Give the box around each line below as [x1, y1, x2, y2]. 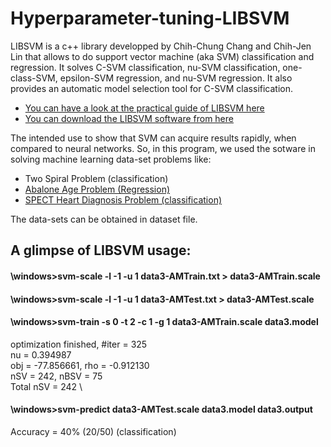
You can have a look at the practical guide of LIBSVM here [24, 102, 265, 114]
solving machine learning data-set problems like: [10, 153, 212, 165]
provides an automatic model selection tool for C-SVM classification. [10, 82, 294, 94]
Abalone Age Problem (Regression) [24, 183, 171, 195]
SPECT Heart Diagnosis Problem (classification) [24, 193, 223, 206]
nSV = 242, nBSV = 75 [10, 370, 103, 382]
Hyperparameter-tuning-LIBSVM [10, 7, 290, 30]
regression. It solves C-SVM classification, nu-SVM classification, [10, 61, 281, 73]
